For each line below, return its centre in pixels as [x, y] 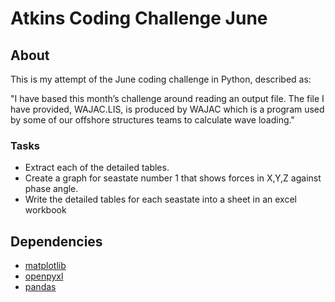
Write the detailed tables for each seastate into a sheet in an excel [160, 199]
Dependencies [56, 241]
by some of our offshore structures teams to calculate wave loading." [152, 120]
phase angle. [51, 189]
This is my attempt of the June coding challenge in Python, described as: [161, 79]
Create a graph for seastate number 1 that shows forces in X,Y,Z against [173, 178]
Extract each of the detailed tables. [97, 168]
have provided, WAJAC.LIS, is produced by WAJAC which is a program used [167, 109]
